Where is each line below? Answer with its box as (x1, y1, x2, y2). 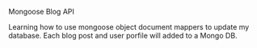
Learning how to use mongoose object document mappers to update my (8, 22, 250, 31)
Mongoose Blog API (8, 7, 75, 16)
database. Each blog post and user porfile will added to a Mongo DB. (8, 31, 238, 40)
